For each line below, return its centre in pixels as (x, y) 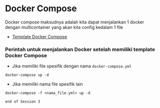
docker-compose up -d (27, 75)
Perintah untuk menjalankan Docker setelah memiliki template (80, 49)
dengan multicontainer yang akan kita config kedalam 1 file (64, 27)
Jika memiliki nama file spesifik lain (47, 84)
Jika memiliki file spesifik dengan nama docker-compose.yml (72, 66)
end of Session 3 (23, 102)
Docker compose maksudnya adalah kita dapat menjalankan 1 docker (75, 22)
